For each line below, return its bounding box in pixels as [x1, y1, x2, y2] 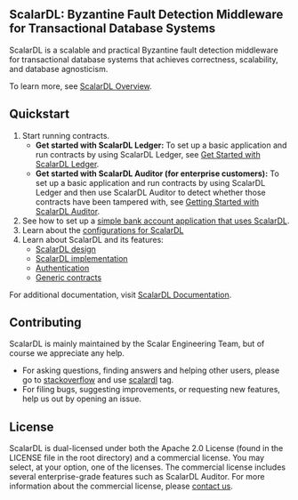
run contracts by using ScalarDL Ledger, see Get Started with [35, 149, 261, 159]
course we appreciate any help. [9, 348, 125, 359]
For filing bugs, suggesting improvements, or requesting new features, [21, 384, 280, 395]
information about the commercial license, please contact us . [9, 480, 234, 492]
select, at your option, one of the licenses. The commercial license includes [9, 462, 286, 472]
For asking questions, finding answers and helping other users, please [21, 365, 280, 376]
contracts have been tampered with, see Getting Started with [35, 196, 260, 207]
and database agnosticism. [9, 63, 109, 74]
